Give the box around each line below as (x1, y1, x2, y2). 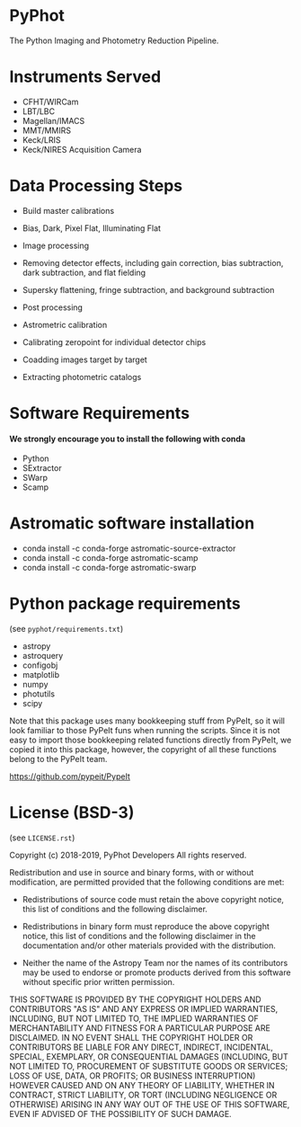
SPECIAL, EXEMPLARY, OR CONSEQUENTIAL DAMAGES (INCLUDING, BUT (9, 1052, 289, 1062)
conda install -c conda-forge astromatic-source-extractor (22, 543, 236, 554)
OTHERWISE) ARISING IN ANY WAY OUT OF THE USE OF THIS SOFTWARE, (9, 1099, 290, 1110)
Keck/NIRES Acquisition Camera (22, 144, 142, 155)
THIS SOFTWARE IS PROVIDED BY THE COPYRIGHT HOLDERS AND (9, 994, 262, 1005)
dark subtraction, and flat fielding (22, 267, 146, 278)
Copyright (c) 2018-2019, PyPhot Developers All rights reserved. (9, 850, 247, 861)
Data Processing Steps (9, 176, 182, 196)
